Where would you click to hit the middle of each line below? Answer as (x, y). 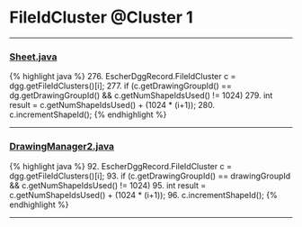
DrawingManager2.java (62, 147)
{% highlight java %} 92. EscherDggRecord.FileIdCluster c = (120, 166)
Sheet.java (33, 57)
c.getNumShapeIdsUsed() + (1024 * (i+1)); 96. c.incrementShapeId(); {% (143, 195)
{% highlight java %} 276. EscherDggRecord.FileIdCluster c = (123, 77)
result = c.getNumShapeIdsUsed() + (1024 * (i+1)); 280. (112, 105)
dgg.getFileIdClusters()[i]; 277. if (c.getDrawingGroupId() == (120, 86)
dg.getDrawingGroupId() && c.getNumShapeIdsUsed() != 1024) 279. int (141, 95)
